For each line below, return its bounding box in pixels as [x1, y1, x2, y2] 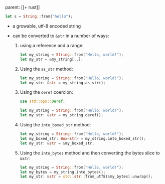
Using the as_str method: [20, 66, 73, 72]
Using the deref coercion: [20, 89, 73, 95]
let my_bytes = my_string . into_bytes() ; [20, 169, 106, 174]
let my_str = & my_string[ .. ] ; [20, 57, 84, 62]
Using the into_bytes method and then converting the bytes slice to [20, 150, 160, 156]
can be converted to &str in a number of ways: [12, 33, 109, 39]
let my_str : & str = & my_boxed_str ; [20, 140, 94, 146]
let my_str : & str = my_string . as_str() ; [20, 80, 106, 85]
